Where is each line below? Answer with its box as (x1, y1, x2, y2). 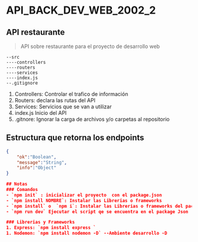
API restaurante (6, 27, 65, 37)
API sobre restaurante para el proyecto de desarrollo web (20, 43, 160, 50)
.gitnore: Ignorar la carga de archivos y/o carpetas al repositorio (14, 116, 170, 122)
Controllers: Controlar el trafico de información (14, 91, 128, 98)
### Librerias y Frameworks (6, 220, 75, 225)
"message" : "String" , (16, 159, 67, 166)
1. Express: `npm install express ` (6, 225, 96, 231)
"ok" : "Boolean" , (16, 154, 57, 160)
